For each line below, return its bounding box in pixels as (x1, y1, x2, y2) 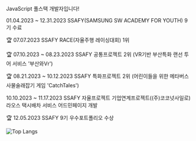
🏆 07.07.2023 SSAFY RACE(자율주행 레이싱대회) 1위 (6, 37, 130, 43)
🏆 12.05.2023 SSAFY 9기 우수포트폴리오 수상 (6, 114, 114, 121)
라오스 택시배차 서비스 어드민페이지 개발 (6, 102, 98, 109)
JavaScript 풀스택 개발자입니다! (6, 5, 80, 12)
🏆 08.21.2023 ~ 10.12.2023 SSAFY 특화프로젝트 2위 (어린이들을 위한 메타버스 (6, 73, 189, 80)
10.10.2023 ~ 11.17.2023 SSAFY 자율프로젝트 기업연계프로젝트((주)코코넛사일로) (6, 94, 191, 101)
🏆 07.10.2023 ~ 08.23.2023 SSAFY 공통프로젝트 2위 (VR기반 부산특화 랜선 (6, 51, 183, 58)
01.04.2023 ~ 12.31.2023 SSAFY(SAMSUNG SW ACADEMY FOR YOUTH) (6, 17, 183, 24)
